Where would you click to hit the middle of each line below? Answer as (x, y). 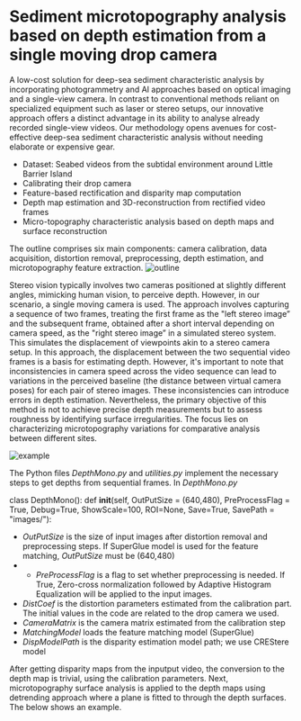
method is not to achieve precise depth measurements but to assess (136, 409)
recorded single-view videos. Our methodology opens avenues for (133, 127)
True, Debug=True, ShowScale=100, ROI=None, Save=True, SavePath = (142, 509)
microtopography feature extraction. (76, 267)
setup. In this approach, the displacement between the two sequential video (150, 352)
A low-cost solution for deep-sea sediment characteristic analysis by (137, 79)
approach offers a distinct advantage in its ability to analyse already (135, 118)
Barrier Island (47, 174)
